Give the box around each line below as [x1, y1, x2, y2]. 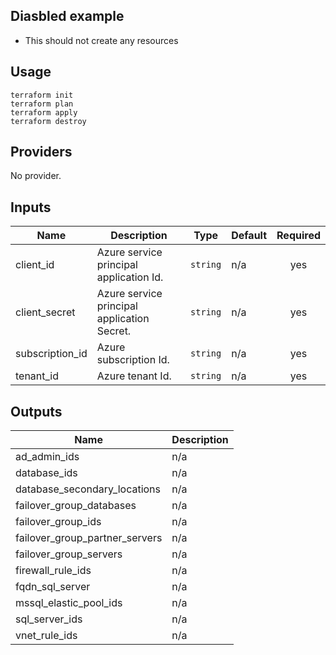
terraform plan [10, 99, 74, 109]
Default [231, 229, 268, 243]
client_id [15, 258, 55, 272]
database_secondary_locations [15, 482, 162, 496]
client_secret [15, 305, 76, 319]
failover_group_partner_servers [15, 531, 163, 545]
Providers [10, 144, 73, 161]
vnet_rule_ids [15, 629, 78, 643]
